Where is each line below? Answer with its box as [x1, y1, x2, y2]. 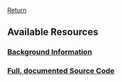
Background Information [7, 47, 93, 57]
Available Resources [7, 26, 99, 38]
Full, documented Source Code [7, 66, 115, 76]
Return [7, 6, 27, 14]
